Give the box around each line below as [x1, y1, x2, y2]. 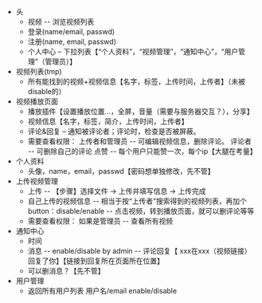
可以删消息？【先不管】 [27, 266, 105, 275]
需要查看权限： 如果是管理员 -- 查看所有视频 [27, 216, 174, 226]
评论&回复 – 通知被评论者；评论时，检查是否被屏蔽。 [27, 127, 201, 136]
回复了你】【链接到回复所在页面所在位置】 [27, 256, 165, 266]
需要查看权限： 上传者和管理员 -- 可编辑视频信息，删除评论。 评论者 [27, 136, 252, 146]
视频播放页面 [15, 96, 58, 106]
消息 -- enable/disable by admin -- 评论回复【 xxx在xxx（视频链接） [27, 246, 252, 255]
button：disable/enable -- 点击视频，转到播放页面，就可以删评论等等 [27, 207, 255, 215]
